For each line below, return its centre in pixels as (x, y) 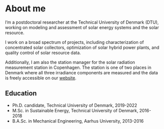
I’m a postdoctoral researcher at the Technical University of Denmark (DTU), (82, 22)
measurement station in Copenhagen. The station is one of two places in (78, 67)
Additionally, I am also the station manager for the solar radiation (70, 62)
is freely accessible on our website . (41, 78)
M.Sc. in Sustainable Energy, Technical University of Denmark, (75, 110)
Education (21, 93)
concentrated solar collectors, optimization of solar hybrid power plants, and (82, 47)
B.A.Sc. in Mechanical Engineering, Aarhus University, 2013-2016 (78, 121)
